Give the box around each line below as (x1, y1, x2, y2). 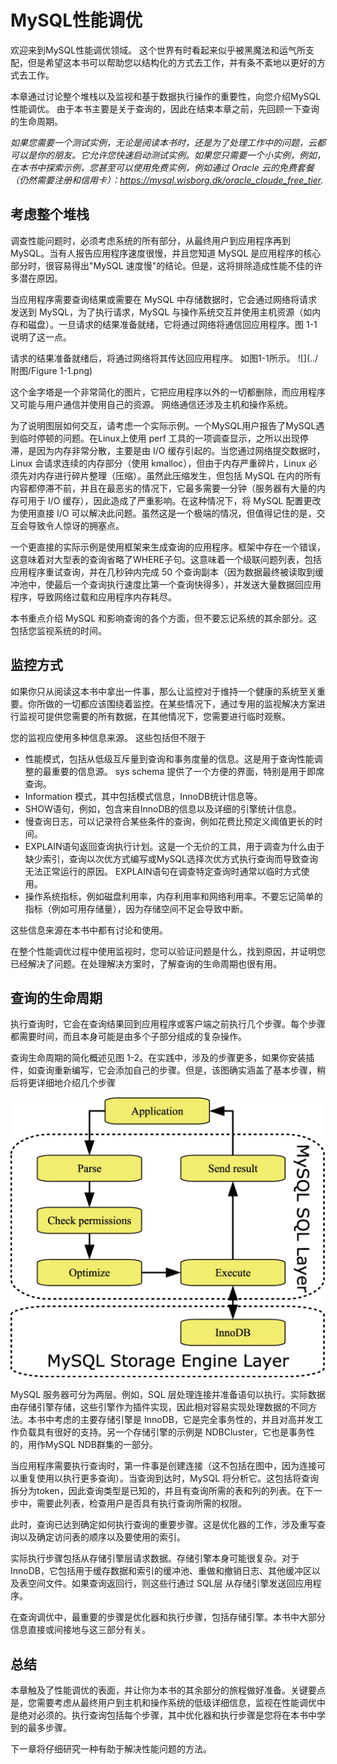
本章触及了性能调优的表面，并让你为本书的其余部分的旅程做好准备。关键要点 (10, 1684, 326, 1696)
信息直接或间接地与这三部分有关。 (10, 1624, 151, 1636)
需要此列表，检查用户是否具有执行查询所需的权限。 (36, 1497, 247, 1510)
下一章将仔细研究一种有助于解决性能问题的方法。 (10, 1743, 212, 1755)
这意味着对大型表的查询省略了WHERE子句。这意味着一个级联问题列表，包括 (10, 553, 323, 565)
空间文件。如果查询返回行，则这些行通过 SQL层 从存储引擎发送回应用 (27, 1577, 313, 1590)
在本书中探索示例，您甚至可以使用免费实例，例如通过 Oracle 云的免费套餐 (10, 161, 315, 173)
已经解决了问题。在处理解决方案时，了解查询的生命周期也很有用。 (10, 957, 282, 970)
